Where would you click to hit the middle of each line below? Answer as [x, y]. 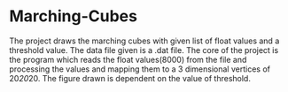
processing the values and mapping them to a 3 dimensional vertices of [140, 69]
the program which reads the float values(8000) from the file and [128, 59]
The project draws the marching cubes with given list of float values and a [144, 41]
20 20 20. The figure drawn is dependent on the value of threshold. [130, 78]
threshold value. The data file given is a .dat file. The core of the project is [144, 50]
